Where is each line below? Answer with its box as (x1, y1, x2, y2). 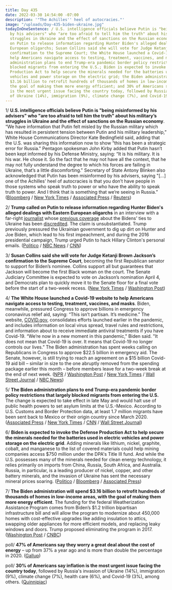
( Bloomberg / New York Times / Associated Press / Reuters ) (5, 194, 132, 200)
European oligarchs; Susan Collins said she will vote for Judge (10, 46, 153, 51)
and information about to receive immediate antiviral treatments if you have (5, 328, 164, 334)
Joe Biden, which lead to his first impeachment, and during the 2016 (5, 232, 149, 238)
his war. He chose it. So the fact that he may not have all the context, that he (5, 156, 166, 162)
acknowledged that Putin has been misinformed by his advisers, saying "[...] (5, 173, 166, 179)
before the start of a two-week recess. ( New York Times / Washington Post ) (5, 285, 165, 291)
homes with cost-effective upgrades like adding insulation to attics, (5, 516, 147, 522)
